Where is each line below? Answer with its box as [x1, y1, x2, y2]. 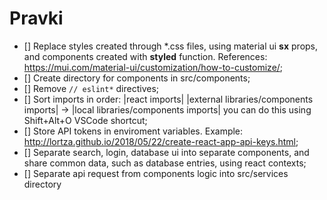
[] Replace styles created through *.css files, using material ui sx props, [23, 40, 319, 52]
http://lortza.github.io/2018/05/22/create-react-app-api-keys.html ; [23, 135, 299, 147]
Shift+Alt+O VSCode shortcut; [23, 114, 148, 126]
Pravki [9, 7, 64, 30]
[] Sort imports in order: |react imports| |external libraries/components [23, 93, 314, 105]
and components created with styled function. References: [23, 50, 268, 62]
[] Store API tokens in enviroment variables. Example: [23, 125, 244, 137]
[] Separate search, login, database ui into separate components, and [23, 146, 310, 158]
